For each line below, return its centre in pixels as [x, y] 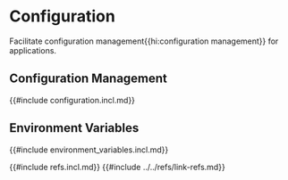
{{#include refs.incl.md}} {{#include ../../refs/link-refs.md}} [117, 167]
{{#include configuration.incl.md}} [72, 100]
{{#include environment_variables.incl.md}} [89, 150]
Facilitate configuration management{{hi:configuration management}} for [144, 41]
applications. [33, 50]
